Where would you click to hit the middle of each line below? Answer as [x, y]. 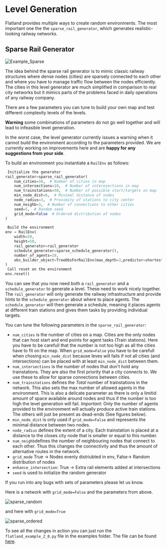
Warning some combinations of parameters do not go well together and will [83, 122]
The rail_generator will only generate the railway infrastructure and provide [83, 294]
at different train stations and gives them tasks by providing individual [76, 310]
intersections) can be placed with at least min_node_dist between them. [85, 361]
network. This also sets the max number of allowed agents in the [79, 388]
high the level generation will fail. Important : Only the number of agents [85, 404]
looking [13, 33]
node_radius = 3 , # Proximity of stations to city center [74, 200]
